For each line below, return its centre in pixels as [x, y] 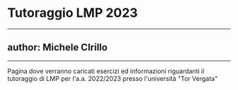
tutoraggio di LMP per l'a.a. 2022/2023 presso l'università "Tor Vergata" [113, 78]
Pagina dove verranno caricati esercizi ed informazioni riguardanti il [106, 71]
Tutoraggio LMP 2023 [73, 13]
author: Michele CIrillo [57, 47]
